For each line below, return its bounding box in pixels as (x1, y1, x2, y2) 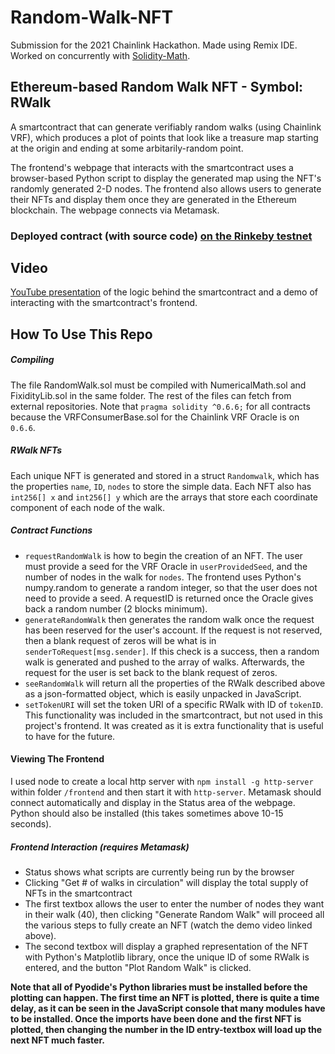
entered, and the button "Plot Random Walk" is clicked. (24, 961, 252, 973)
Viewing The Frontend (10, 753, 105, 765)
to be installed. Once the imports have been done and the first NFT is (10, 1012, 302, 1025)
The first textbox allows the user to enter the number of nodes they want (24, 897, 325, 910)
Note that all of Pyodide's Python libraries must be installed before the (10, 981, 308, 993)
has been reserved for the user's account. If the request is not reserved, (24, 624, 323, 636)
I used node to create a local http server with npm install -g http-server (10, 775, 314, 787)
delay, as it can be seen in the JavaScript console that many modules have (10, 1002, 326, 1014)
